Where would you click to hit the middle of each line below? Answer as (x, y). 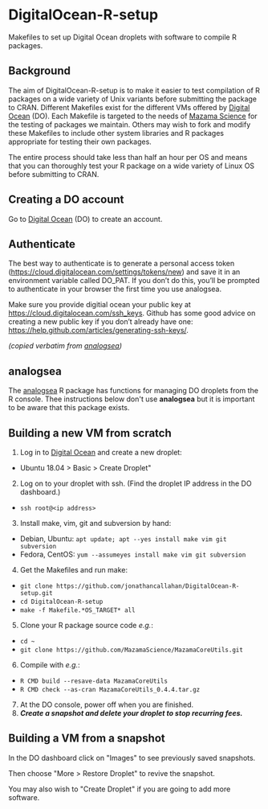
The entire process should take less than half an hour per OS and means (128, 157)
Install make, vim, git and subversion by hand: (95, 523)
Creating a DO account (66, 200)
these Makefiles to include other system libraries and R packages (116, 133)
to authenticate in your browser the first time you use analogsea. (115, 289)
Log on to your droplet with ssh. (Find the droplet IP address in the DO (136, 483)
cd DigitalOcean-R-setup (61, 602)
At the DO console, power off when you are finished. (107, 704)
